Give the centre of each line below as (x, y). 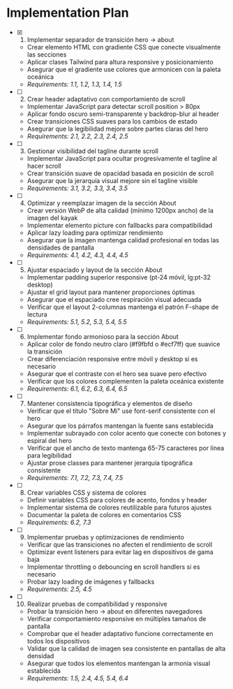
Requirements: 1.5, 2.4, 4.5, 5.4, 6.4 (77, 678)
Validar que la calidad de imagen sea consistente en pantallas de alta (126, 648)
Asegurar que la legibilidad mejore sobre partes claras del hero (118, 129)
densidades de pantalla (61, 247)
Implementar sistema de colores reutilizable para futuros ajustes (119, 507)
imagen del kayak (52, 217)
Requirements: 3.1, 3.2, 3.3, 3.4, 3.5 (77, 188)
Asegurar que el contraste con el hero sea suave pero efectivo (117, 373)
